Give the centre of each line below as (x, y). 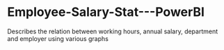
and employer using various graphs (58, 38)
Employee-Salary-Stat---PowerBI (106, 12)
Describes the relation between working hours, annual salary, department (113, 31)
